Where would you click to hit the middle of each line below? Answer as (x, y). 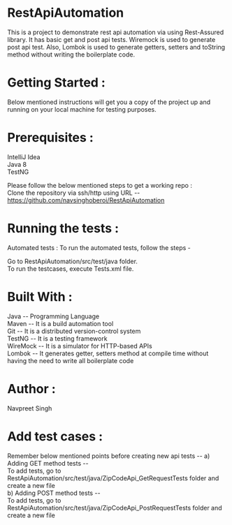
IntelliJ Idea (24, 157)
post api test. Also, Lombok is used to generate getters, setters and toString (116, 47)
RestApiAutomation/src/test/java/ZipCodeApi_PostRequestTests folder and (115, 508)
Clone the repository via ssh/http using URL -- (74, 193)
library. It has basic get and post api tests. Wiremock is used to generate (111, 39)
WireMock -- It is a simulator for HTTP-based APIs (80, 346)
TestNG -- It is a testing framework (57, 338)
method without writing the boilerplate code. (71, 54)
